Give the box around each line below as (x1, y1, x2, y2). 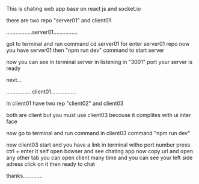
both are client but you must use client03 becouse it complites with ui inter (6, 112, 191, 118)
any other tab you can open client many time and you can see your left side (6, 154, 193, 161)
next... (6, 77, 22, 83)
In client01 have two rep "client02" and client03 (6, 100, 124, 107)
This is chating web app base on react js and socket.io (6, 5, 141, 12)
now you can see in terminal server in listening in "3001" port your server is (6, 59, 193, 65)
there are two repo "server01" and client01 (6, 17, 111, 24)
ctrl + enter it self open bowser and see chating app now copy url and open (6, 148, 194, 154)
